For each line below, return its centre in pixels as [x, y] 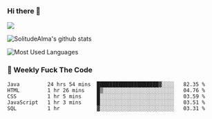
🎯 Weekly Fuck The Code [50, 70]
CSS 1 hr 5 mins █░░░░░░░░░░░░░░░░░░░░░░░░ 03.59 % [106, 96]
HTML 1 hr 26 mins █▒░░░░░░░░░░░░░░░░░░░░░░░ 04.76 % [106, 90]
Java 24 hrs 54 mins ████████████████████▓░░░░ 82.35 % [106, 84]
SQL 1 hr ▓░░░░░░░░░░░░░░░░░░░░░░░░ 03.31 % [106, 108]
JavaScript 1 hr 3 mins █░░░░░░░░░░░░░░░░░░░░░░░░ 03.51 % [106, 102]
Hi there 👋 [24, 11]
